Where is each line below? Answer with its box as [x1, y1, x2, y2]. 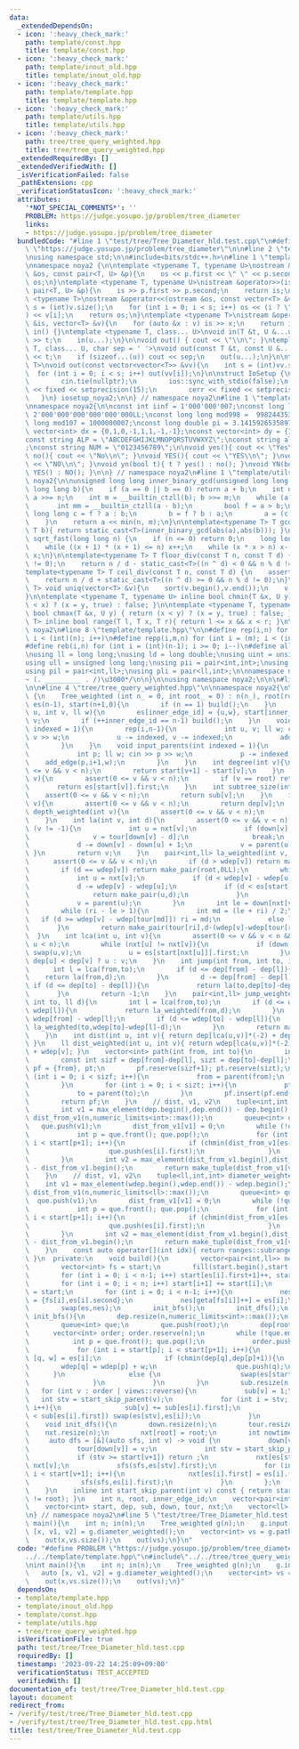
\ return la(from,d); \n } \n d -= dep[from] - [25, 973, 265, 982]
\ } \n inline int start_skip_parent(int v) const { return [25, 1486, 273, 1495]
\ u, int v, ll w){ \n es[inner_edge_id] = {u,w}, [25, 709, 241, 717]
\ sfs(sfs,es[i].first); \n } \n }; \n [25, 1478, 280, 1486]
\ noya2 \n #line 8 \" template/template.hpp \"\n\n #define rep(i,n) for [25, 625, 289, 635]
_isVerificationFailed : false [17, 170, 129, 179]
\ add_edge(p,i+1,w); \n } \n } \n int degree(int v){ [25, 757, 285, 766]
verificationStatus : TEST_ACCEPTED [17, 1668, 149, 1677]
